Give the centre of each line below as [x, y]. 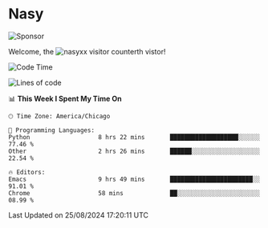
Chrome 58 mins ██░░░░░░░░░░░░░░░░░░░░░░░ [134, 193]
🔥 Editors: [27, 172]
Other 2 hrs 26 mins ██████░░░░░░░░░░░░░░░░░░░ [134, 151]
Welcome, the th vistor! [87, 51]
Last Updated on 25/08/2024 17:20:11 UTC [79, 215]
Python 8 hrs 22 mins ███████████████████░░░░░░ [134, 137]
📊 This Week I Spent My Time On [65, 98]
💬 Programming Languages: [51, 130]
